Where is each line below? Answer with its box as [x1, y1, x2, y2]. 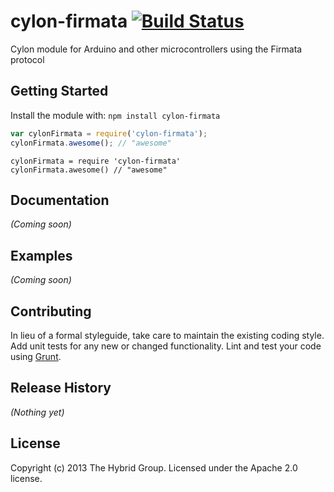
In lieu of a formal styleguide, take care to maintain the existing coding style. [10, 329, 325, 341]
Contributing [10, 303, 92, 320]
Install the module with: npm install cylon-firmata [10, 109, 221, 121]
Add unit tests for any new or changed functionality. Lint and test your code [10, 340, 322, 352]
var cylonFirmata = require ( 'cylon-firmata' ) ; [10, 128, 208, 139]
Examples [10, 247, 73, 264]
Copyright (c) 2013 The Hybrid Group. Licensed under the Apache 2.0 [10, 461, 298, 474]
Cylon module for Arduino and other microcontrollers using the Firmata [10, 43, 303, 55]
